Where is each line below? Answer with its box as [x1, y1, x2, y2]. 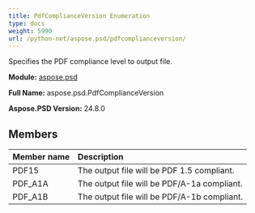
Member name [12, 151, 70, 163]
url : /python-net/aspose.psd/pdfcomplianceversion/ [8, 34, 186, 43]
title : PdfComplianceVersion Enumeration [8, 11, 151, 20]
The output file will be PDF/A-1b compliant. [77, 191, 244, 202]
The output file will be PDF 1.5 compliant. [77, 165, 235, 177]
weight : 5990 [8, 27, 53, 35]
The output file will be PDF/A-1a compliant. [77, 178, 243, 190]
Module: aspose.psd [8, 72, 79, 82]
